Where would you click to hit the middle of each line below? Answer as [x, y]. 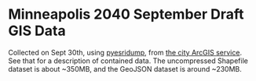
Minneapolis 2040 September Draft [126, 14]
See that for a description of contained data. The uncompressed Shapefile [128, 61]
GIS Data [37, 31]
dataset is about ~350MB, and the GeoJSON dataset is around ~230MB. [125, 69]
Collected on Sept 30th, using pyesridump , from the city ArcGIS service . [125, 52]
